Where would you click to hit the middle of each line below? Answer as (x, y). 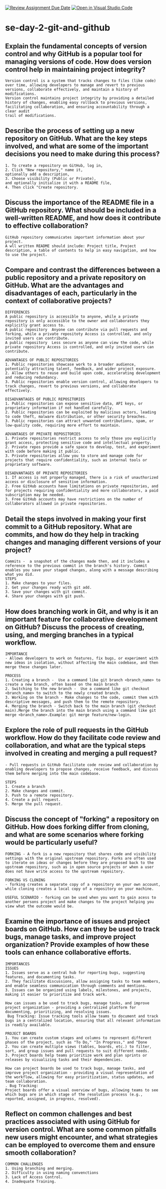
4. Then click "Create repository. (42, 187)
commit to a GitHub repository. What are (69, 527)
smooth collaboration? (41, 1152)
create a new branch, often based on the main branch (62, 684)
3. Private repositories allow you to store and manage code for (74, 456)
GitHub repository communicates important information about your (75, 237)
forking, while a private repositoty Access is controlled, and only (79, 334)
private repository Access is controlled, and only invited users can (80, 347)
